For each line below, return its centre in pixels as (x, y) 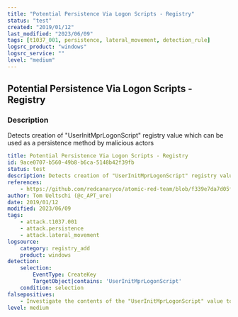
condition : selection (52, 288)
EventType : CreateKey (65, 275)
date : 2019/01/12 (33, 202)
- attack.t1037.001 (49, 222)
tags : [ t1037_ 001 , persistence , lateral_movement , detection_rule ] (109, 40)
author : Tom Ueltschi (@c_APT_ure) (60, 196)
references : (25, 182)
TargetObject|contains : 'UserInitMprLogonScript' (107, 282)
